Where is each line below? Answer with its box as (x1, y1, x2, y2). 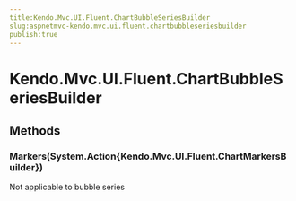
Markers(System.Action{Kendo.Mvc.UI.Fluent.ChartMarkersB (9, 150, 287, 162)
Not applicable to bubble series (9, 181, 126, 193)
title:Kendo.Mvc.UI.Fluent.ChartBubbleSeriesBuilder (9, 13, 211, 22)
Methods (9, 123, 61, 138)
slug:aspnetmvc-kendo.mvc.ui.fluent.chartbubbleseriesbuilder (9, 22, 247, 31)
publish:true (9, 30, 58, 39)
